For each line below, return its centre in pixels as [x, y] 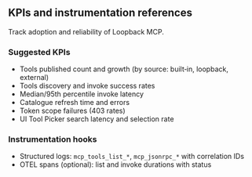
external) [34, 78]
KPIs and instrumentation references [100, 13]
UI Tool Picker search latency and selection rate [97, 119]
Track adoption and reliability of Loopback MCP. [86, 31]
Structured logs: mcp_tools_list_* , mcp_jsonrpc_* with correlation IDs [132, 157]
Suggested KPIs [39, 52]
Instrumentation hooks [53, 139]
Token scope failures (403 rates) [72, 111]
